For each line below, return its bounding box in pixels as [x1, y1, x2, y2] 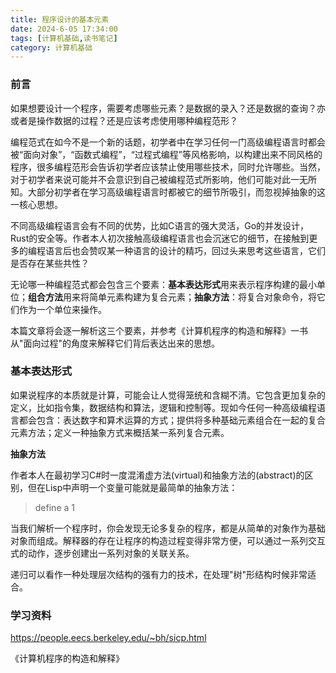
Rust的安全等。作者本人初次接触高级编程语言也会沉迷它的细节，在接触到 [10, 232, 310, 244]
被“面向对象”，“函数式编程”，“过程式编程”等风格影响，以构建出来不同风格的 [10, 148, 323, 160]
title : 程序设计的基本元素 [10, 14, 110, 25]
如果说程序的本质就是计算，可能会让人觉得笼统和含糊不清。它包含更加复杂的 [10, 389, 326, 401]
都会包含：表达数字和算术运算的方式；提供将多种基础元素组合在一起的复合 [18, 414, 326, 426]
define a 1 [34, 501, 75, 513]
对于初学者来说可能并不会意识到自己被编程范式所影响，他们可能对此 [10, 173, 291, 185]
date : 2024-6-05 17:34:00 [10, 24, 118, 34]
